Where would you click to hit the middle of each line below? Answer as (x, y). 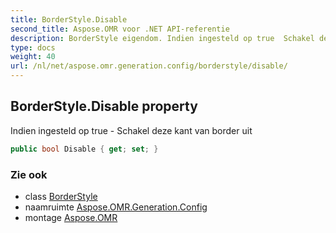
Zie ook (29, 174)
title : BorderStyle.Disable (69, 19)
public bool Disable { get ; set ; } (84, 149)
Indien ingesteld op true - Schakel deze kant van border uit (131, 130)
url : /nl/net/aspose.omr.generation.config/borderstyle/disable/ (149, 66)
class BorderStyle (61, 196)
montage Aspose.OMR (71, 217)
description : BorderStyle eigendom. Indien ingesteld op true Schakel (162, 38)
